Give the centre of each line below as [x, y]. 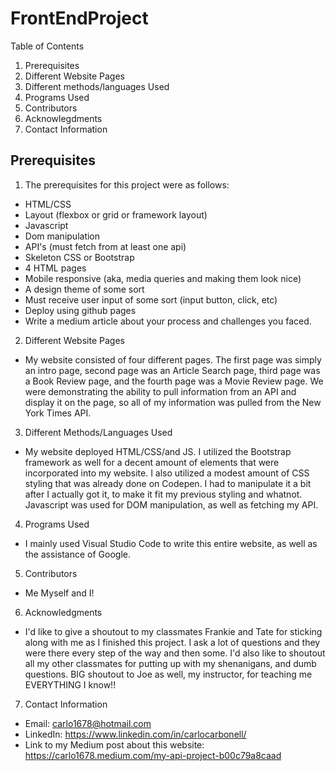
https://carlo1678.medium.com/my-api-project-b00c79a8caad [153, 755]
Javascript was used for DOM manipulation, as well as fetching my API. [171, 504]
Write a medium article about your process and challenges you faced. [168, 321]
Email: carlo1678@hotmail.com [88, 723]
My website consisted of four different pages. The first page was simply [173, 359]
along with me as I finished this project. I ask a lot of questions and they [172, 642]
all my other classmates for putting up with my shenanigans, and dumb [170, 663]
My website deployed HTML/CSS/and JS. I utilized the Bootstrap [158, 451]
